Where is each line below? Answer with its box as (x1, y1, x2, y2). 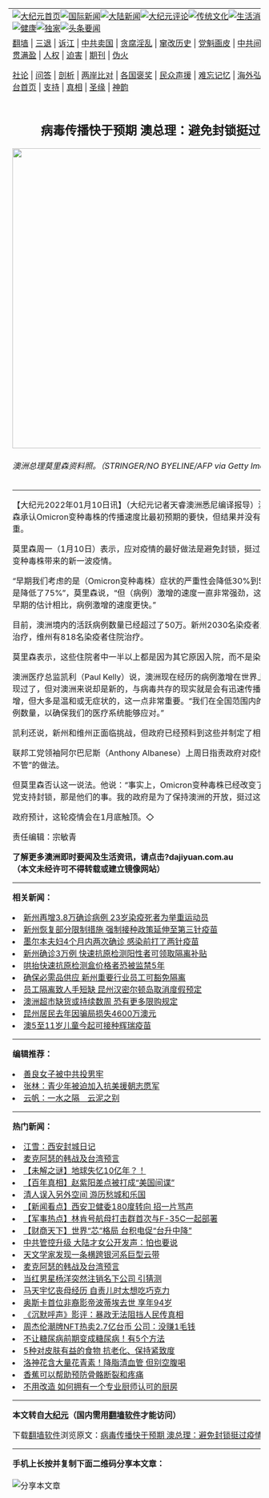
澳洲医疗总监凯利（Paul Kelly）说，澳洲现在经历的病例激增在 (12, 671, 242, 683)
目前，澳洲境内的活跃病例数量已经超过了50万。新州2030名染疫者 (12, 619, 260, 631)
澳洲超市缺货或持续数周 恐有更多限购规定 (23, 996, 179, 1007)
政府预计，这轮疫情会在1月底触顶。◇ (12, 811, 155, 823)
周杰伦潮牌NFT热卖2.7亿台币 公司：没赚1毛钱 (23, 1321, 196, 1332)
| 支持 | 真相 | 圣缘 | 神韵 (38, 82, 129, 93)
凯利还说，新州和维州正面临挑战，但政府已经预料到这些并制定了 (12, 727, 254, 739)
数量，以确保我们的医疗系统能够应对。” (20, 707, 165, 719)
